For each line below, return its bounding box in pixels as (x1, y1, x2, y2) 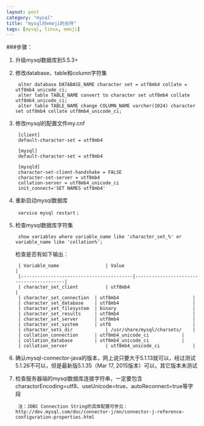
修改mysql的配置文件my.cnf (15, 120, 85, 127)
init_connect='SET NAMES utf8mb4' (18, 186, 106, 192)
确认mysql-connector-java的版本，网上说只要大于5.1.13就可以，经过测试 (15, 355, 196, 362)
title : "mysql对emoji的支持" (6, 20, 77, 26)
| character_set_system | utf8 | (18, 322, 196, 328)
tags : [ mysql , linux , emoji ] (6, 26, 80, 32)
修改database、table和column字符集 (15, 70, 108, 77)
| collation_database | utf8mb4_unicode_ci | (18, 338, 185, 344)
